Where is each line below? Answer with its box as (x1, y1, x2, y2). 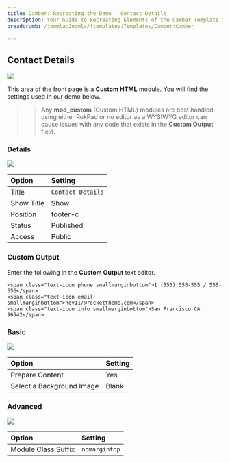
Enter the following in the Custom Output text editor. (7, 268, 155, 276)
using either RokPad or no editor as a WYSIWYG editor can (40, 113, 207, 121)
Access (10, 232, 35, 242)
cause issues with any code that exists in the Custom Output (40, 121, 214, 129)
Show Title (10, 199, 45, 208)
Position (10, 210, 37, 219)
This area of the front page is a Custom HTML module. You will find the (7, 85, 209, 93)
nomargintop (81, 446, 121, 453)
